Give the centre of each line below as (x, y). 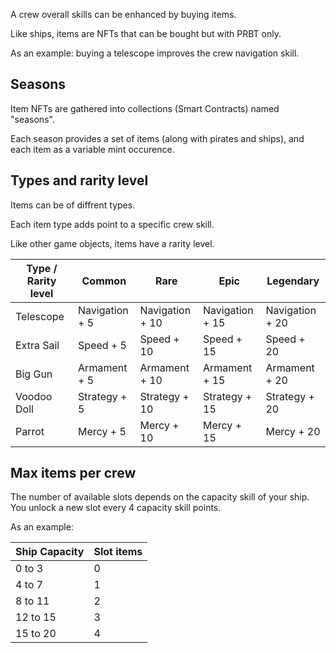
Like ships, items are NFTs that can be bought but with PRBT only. (146, 33)
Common (104, 281)
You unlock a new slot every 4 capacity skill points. (116, 508)
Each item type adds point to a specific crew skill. (112, 224)
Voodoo (34, 396)
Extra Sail (37, 345)
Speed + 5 (102, 345)
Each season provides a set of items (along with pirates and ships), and (157, 138)
